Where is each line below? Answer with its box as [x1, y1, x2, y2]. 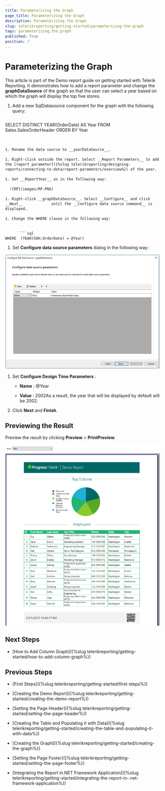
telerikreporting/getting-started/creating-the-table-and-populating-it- [12, 725, 154, 731]
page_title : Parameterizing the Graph [5, 13, 84, 18]
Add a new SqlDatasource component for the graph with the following [12, 103, 154, 109]
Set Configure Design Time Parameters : [12, 373, 97, 379]
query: [12, 108, 26, 113]
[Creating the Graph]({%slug [12, 740, 71, 746]
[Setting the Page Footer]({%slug [12, 755, 80, 761]
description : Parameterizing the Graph [5, 18, 87, 23]
